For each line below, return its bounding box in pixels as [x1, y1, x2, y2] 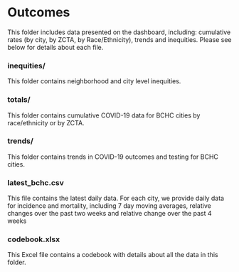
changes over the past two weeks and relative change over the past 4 [7, 209, 212, 218]
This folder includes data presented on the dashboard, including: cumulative [7, 28, 231, 36]
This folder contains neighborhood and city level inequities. [7, 77, 181, 85]
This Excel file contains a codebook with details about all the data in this [7, 251, 218, 259]
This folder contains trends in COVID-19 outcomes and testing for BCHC [7, 152, 219, 161]
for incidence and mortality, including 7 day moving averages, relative [7, 202, 211, 210]
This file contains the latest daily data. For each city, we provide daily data [7, 194, 225, 203]
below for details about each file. [7, 43, 104, 51]
